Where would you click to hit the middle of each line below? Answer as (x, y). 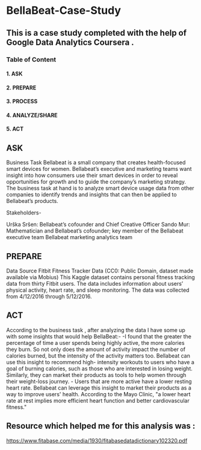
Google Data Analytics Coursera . (70, 42)
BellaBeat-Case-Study (64, 11)
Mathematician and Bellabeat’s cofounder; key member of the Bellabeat (95, 231)
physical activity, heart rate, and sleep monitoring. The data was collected (98, 290)
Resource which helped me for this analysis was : (101, 426)
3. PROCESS (22, 101)
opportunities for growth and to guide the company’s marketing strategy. (96, 182)
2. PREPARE (21, 88)
